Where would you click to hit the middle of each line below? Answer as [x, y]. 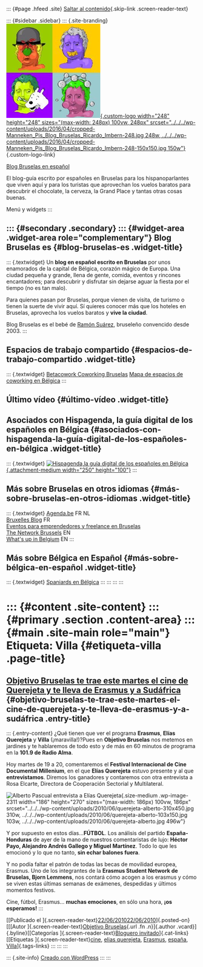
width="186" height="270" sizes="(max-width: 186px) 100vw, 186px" [105, 802]
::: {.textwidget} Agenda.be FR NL [48, 513]
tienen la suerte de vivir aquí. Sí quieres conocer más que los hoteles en [96, 306]
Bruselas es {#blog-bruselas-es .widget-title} [95, 248]
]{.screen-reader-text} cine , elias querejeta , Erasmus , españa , [111, 940]
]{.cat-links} [174, 933]
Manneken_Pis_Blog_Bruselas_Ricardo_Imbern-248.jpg [75, 135]
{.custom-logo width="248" [135, 116]
